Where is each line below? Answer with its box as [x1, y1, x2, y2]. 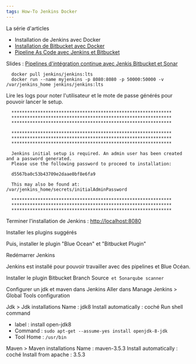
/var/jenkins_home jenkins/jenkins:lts [6, 82, 104, 87]
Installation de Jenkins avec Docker [14, 36, 101, 43]
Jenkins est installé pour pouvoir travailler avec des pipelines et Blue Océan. [6, 262, 191, 270]
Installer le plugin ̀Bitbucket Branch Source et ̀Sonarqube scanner [6, 274, 164, 281]
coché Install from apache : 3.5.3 [6, 350, 86, 358]
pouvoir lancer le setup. [6, 98, 63, 105]
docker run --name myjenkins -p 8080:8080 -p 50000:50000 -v [11, 76, 164, 82]
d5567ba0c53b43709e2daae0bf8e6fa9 [11, 171, 96, 177]
